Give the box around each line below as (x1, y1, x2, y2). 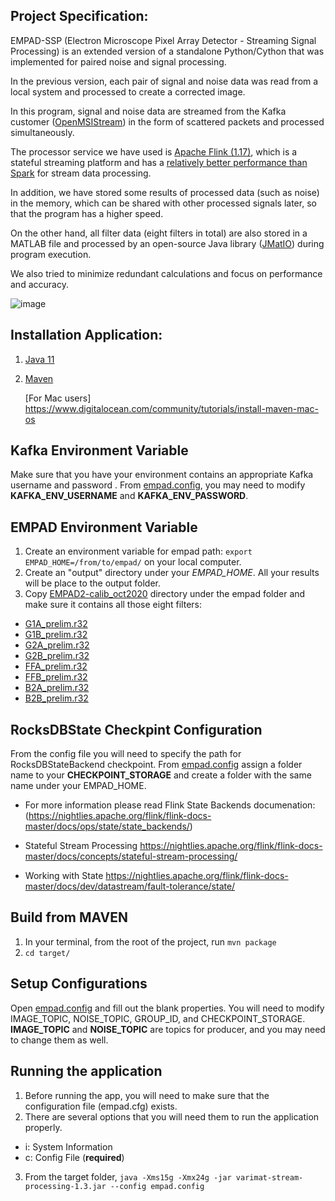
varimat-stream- (235, 1172, 304, 1183)
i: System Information (24, 1140, 113, 1153)
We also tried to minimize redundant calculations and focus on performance (10, 267, 323, 279)
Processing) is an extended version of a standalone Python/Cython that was (10, 45, 325, 57)
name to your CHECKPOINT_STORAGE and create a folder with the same (10, 769, 312, 781)
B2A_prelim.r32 (24, 682, 90, 694)
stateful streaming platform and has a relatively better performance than (10, 156, 308, 168)
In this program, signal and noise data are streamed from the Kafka (10, 105, 287, 117)
